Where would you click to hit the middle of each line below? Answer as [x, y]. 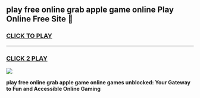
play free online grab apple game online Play [90, 10]
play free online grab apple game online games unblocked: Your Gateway [99, 82]
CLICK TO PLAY [29, 36]
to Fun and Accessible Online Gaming [54, 88]
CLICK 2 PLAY [27, 58]
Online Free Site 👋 [40, 19]
